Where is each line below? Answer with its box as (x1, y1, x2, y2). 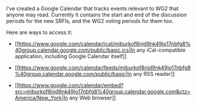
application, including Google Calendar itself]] (14, 53, 127, 59)
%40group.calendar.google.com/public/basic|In (14, 71, 132, 77)
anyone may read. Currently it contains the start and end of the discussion (6, 11, 188, 18)
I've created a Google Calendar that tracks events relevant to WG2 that (6, 5, 179, 12)
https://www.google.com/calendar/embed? (18, 82, 124, 89)
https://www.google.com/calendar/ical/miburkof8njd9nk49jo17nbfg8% (18, 41, 191, 47)
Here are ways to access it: (6, 29, 73, 36)
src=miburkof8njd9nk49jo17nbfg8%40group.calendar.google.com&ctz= (14, 88, 191, 95)
